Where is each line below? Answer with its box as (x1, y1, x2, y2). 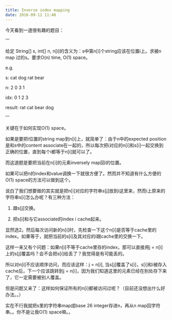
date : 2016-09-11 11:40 (5, 12, 56, 17)
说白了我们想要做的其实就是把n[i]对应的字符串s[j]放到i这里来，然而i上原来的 (5, 188, 166, 194)
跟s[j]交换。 (12, 205, 39, 211)
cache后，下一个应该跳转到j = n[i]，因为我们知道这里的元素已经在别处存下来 (5, 268, 167, 274)
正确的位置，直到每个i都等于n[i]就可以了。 (5, 148, 95, 154)
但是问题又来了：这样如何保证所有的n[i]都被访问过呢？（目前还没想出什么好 (5, 285, 165, 291)
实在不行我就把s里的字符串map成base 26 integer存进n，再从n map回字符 (5, 302, 161, 308)
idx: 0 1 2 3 (5, 94, 29, 101)
